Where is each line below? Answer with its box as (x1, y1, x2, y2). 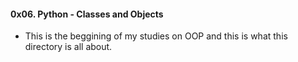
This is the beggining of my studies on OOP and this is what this (24, 30, 288, 42)
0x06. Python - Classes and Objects (10, 8, 164, 20)
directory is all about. (24, 41, 113, 53)
